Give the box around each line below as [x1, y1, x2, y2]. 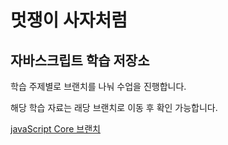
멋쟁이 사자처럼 [10, 9, 128, 32]
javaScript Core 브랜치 [10, 123, 101, 135]
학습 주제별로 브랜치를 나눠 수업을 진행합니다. [10, 81, 187, 92]
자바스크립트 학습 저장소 [10, 52, 150, 69]
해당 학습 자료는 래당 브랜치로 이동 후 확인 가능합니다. [10, 102, 218, 113]
